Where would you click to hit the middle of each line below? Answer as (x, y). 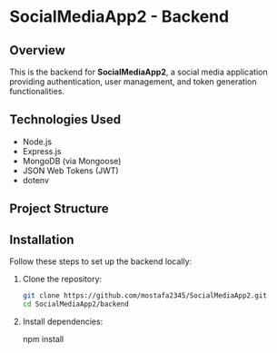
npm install (43, 338)
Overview (38, 50)
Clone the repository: (62, 279)
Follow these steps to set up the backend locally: (101, 261)
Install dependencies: (63, 321)
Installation (42, 239)
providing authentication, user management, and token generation (133, 82)
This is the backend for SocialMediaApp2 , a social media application (138, 72)
